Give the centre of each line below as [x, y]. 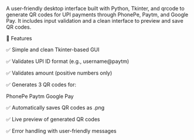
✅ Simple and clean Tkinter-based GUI [53, 50]
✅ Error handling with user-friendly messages [61, 131]
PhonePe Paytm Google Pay [40, 96]
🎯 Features [19, 38]
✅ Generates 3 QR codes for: [41, 85]
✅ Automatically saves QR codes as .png [55, 108]
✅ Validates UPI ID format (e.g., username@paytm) [68, 61]
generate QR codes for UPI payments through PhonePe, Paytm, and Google [97, 15]
